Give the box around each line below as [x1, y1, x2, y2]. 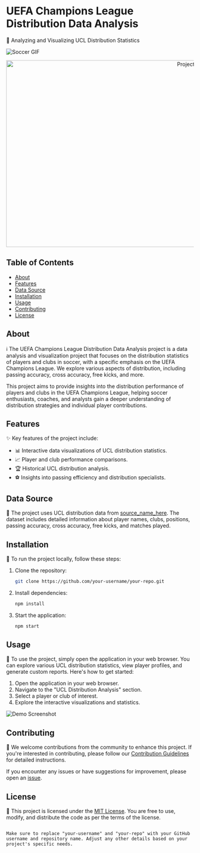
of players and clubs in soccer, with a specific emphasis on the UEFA [6, 358, 176, 365]
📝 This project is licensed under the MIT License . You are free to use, [6, 808, 176, 815]
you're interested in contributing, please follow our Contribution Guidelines [6, 750, 189, 757]
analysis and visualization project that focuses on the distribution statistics [6, 351, 189, 359]
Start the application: [14, 612, 67, 619]
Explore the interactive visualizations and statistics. [14, 699, 140, 706]
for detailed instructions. [6, 756, 67, 763]
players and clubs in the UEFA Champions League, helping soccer [6, 389, 168, 396]
